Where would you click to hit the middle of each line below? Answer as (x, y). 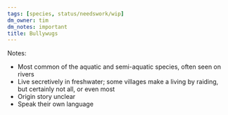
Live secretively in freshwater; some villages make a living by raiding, (118, 82)
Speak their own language (55, 104)
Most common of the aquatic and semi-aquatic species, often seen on (119, 67)
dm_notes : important (38, 27)
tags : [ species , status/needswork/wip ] (66, 14)
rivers (26, 74)
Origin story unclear (46, 97)
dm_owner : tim (28, 20)
